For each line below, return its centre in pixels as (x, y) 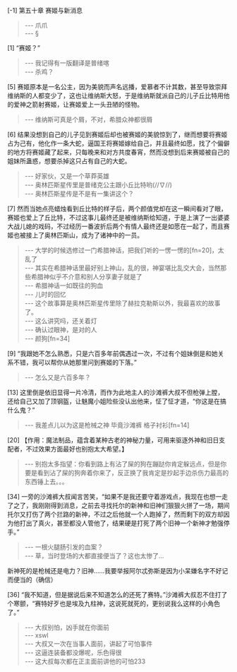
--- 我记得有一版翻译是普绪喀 (67, 63)
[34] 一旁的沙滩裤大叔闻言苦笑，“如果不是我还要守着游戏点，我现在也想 (112, 496)
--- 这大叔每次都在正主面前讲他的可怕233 (85, 661)
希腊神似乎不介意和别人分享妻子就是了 (86, 277)
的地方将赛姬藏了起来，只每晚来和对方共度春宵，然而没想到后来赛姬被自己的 (119, 152)
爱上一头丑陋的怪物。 (112, 104)
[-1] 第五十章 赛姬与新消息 (45, 10)
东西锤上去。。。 (46, 482)
